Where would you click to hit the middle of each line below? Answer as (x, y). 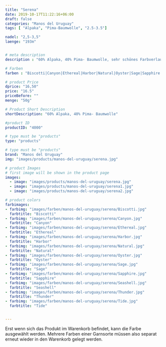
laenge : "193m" (21, 42)
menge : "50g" (19, 100)
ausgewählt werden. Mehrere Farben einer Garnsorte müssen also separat (81, 334)
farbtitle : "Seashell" (33, 288)
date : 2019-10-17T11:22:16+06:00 (40, 14)
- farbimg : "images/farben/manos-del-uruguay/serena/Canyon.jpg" (74, 218)
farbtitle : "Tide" (29, 306)
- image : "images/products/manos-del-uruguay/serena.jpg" (71, 182)
